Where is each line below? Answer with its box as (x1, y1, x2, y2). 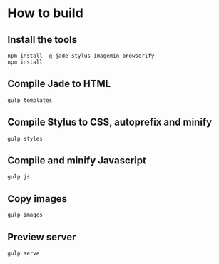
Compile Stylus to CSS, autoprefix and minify (7, 116, 213, 128)
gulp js (7, 173, 31, 181)
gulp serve (7, 250, 40, 258)
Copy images (7, 193, 68, 205)
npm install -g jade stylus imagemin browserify (7, 52, 155, 59)
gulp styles (7, 135, 43, 142)
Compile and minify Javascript (7, 155, 146, 167)
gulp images (7, 212, 43, 219)
